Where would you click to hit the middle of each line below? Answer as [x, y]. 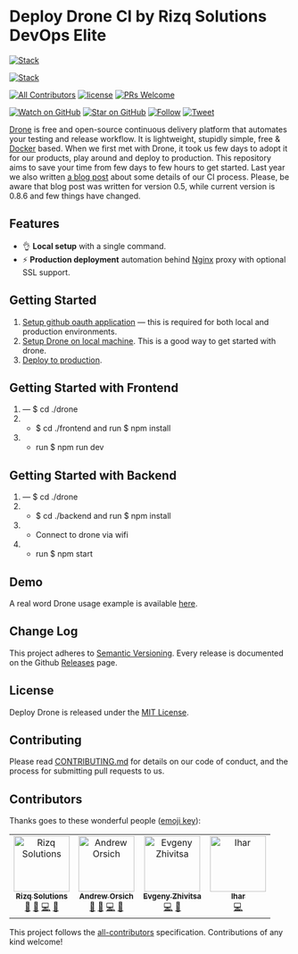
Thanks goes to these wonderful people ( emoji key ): [105, 821]
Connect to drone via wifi [82, 535]
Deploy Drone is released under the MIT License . [99, 712]
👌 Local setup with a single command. [94, 246]
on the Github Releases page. [63, 662]
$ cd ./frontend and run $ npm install [103, 428]
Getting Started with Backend [93, 475]
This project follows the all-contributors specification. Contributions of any [146, 933]
